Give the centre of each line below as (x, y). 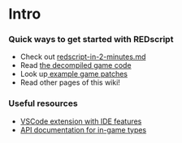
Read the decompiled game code (76, 65)
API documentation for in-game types (83, 129)
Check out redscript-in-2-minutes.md (83, 57)
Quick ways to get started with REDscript (91, 40)
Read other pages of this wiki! (70, 82)
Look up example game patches (74, 74)
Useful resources (43, 103)
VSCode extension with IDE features (81, 121)
